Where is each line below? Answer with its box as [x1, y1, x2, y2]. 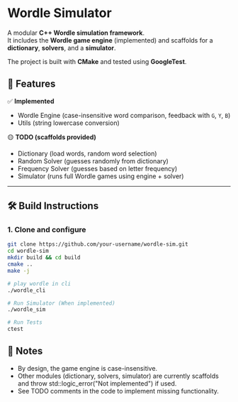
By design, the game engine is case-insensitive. [17, 364, 158, 372]
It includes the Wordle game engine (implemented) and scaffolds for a [7, 36, 214, 44]
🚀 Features [7, 78, 56, 90]
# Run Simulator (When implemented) [7, 300, 115, 307]
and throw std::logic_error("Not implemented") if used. [17, 379, 177, 388]
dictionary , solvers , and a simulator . [7, 43, 116, 52]
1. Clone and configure [7, 225, 86, 235]
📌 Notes [7, 345, 43, 357]
